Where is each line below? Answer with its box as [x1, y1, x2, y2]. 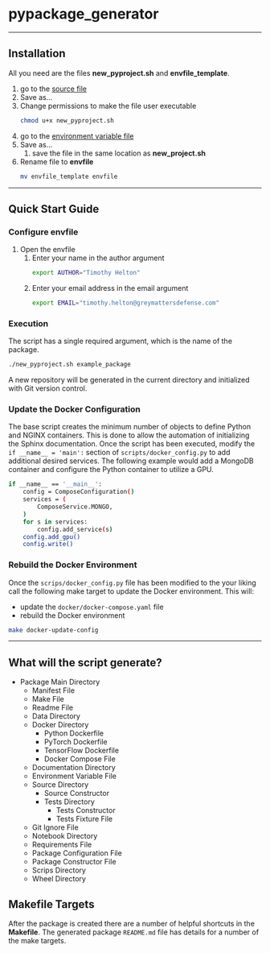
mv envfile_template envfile [19, 172, 118, 180]
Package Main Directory [19, 677, 100, 687]
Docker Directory [31, 720, 89, 730]
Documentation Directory [31, 763, 117, 773]
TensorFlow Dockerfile [43, 746, 119, 756]
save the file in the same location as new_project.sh [31, 148, 207, 158]
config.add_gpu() [22, 532, 81, 541]
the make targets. [8, 936, 67, 946]
